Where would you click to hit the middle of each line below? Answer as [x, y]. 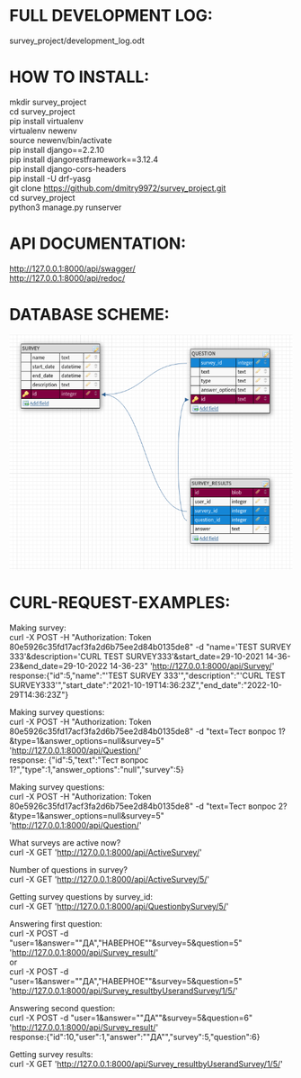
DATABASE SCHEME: [89, 314]
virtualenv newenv [44, 131]
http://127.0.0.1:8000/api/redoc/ [67, 278]
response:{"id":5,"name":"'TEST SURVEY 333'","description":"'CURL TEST [147, 675]
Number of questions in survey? [69, 870]
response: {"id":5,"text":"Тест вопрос [79, 760]
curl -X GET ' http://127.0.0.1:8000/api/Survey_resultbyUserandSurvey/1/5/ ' [146, 1064]
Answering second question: [62, 1009]
